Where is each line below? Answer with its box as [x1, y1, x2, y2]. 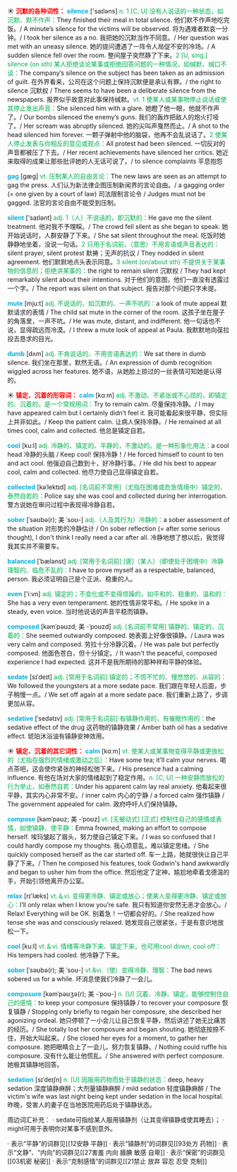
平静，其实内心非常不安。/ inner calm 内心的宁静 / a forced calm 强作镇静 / [7, 791, 225, 799]
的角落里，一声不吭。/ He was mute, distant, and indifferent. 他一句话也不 [7, 317, 221, 325]
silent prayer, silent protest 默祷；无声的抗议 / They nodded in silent [7, 249, 205, 257]
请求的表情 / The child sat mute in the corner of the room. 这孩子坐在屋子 [13, 308, 226, 316]
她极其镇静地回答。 [7, 1060, 63, 1069]
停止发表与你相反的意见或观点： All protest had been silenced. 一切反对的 [13, 139, 226, 148]
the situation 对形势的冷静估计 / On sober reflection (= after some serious [7, 524, 221, 533]
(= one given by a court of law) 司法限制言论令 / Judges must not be [7, 190, 206, 198]
